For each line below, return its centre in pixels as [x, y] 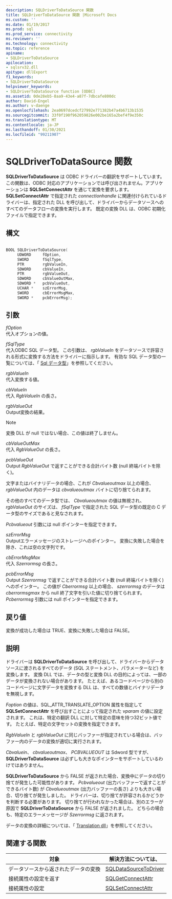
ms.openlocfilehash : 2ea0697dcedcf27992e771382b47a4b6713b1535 [75, 111]
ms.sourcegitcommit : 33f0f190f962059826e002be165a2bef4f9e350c [75, 115]
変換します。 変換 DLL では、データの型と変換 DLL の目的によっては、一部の [86, 675]
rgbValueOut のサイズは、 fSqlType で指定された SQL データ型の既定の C [83, 507]
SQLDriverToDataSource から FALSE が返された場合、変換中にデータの [81, 776]
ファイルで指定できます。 [33, 215]
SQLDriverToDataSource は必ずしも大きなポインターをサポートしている [82, 759]
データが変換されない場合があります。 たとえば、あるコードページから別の [85, 681]
